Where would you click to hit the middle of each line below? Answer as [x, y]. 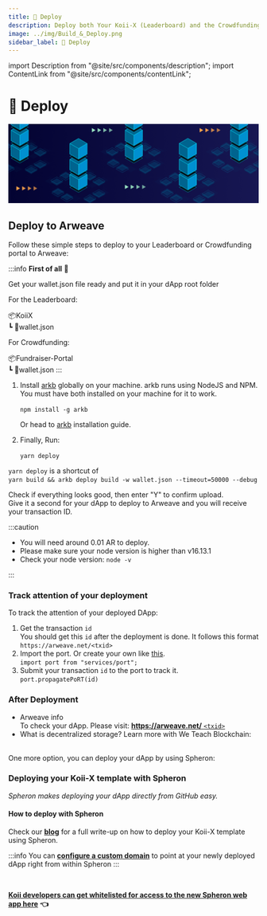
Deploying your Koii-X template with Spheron [97, 778]
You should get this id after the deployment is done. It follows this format [139, 636]
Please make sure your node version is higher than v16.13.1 [116, 550]
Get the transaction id [56, 628]
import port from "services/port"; [79, 663]
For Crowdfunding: [39, 342]
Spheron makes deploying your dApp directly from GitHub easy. [113, 796]
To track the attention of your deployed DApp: [83, 613]
